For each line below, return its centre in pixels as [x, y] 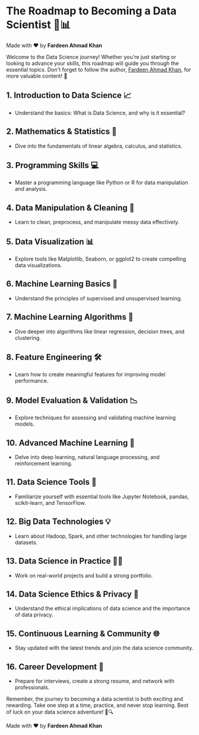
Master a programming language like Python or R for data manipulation [101, 182]
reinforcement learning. [43, 464]
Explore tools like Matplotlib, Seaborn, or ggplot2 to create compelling [100, 259]
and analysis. [31, 189]
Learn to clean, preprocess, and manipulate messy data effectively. [97, 222]
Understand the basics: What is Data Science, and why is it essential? [100, 113]
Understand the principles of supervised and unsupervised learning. [98, 298]
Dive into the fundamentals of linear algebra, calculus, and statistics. [99, 146]
